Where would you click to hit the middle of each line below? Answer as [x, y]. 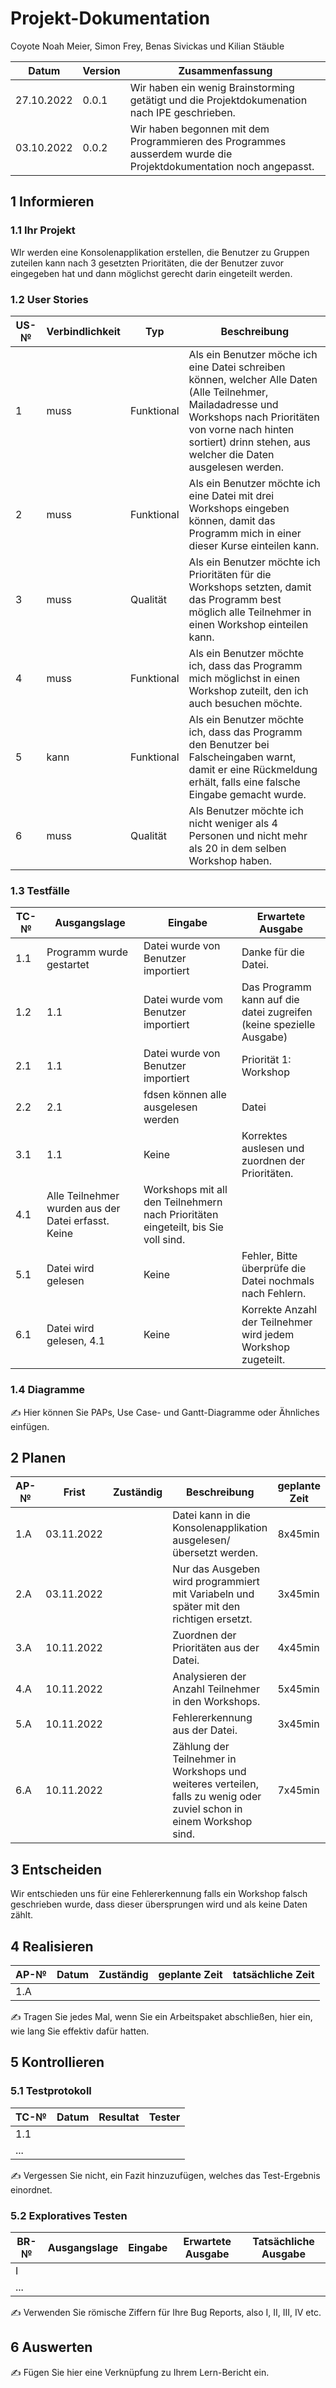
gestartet [68, 965]
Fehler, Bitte [269, 1256]
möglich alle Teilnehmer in [250, 612]
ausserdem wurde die [181, 154]
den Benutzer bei [229, 744]
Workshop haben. [230, 860]
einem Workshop [212, 1822]
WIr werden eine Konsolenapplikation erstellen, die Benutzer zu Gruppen [160, 252]
